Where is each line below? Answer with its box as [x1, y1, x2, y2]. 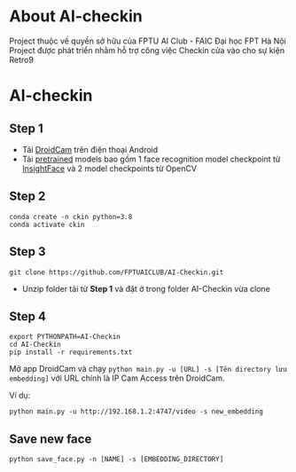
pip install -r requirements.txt [9, 348, 133, 357]
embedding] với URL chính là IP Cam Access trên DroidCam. [9, 373, 225, 383]
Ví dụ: [9, 390, 31, 401]
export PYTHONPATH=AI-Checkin [9, 333, 121, 342]
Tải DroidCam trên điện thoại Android [21, 144, 159, 154]
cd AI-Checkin [9, 340, 62, 350]
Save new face [9, 431, 92, 446]
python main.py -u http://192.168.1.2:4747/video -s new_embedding [9, 407, 264, 416]
